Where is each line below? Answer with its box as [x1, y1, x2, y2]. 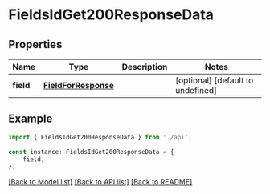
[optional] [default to [175, 75, 254, 86]
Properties [8, 38, 63, 51]
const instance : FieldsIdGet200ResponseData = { [8, 148, 174, 156]
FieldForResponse [43, 80, 114, 91]
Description [121, 62, 168, 72]
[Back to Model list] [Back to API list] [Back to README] [8, 177, 193, 187]
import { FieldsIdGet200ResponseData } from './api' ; [8, 133, 193, 141]
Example [8, 112, 53, 126]
